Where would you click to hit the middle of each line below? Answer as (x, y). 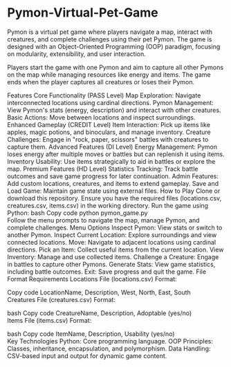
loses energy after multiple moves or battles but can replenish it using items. (116, 154)
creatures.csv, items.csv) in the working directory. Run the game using (108, 205)
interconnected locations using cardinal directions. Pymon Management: (111, 102)
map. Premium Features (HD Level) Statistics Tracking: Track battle (103, 169)
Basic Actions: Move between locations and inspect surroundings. (101, 117)
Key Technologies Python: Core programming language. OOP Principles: (110, 341)
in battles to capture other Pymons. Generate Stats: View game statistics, (111, 264)
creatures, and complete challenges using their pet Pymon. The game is (110, 39)
